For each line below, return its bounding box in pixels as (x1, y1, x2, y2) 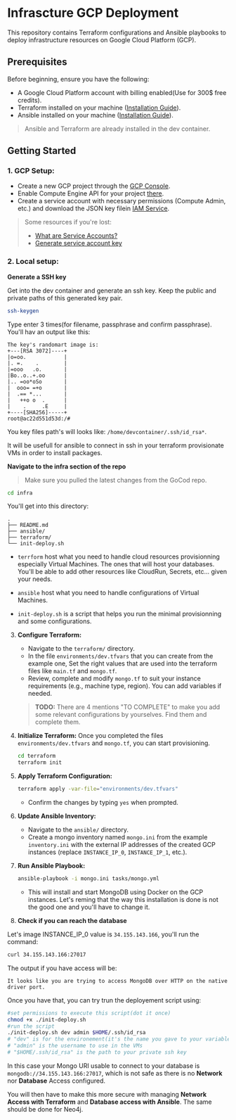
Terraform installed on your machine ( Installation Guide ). (17, 103, 181, 112)
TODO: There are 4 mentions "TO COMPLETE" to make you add (34, 703, 221, 711)
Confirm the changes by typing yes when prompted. (27, 798, 179, 807)
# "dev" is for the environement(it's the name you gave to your (7, 1036, 202, 1043)
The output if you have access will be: (7, 964, 117, 972)
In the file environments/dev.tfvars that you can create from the (27, 652, 214, 661)
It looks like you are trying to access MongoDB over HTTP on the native (7, 977, 228, 984)
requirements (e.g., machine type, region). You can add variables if (27, 682, 222, 690)
